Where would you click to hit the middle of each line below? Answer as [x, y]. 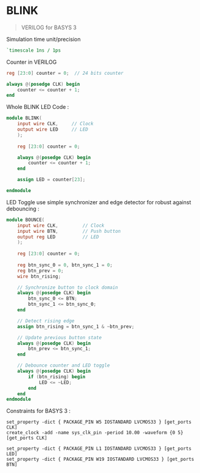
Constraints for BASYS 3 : [39, 411]
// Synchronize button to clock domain [68, 287]
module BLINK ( [24, 118]
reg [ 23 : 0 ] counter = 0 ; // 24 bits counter [65, 73]
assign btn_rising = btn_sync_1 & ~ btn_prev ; [76, 326]
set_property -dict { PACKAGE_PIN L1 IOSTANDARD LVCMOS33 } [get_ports [99, 449]
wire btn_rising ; [39, 276]
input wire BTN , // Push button [69, 231]
